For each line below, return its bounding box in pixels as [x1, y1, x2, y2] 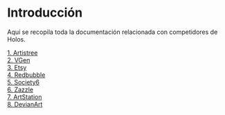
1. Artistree [7, 48, 38, 57]
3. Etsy [7, 63, 27, 71]
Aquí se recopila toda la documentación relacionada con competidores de [7, 28, 218, 36]
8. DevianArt [7, 100, 43, 108]
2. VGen [7, 55, 30, 64]
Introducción [7, 5, 83, 21]
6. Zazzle [7, 85, 33, 94]
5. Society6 [7, 78, 40, 86]
